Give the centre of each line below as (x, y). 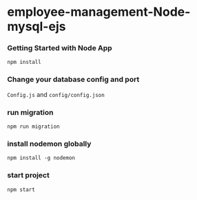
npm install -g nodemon (41, 158)
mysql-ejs (37, 26)
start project (28, 175)
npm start (21, 190)
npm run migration (33, 127)
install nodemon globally (49, 144)
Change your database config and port (73, 80)
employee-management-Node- (99, 12)
